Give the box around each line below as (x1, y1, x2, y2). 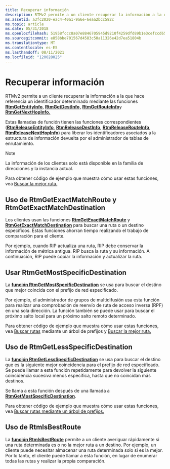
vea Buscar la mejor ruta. (5, 181, 58, 187)
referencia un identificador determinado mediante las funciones (5, 98, 138, 104)
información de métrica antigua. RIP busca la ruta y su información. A (5, 248, 150, 254)
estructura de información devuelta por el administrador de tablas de (5, 135, 149, 141)
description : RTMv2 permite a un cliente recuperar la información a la (5, 12, 162, 17)
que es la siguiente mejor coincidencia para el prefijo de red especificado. (5, 362, 160, 368)
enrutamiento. (5, 140, 34, 147)
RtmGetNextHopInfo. (5, 109, 51, 115)
